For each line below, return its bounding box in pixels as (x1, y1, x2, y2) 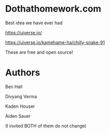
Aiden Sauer (5, 113, 31, 119)
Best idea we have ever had (5, 20, 63, 26)
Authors (5, 67, 40, 78)
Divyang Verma (5, 93, 37, 99)
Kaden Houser (5, 103, 35, 109)
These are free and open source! (5, 49, 73, 55)
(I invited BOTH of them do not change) (5, 122, 87, 129)
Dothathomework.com (5, 3, 101, 15)
